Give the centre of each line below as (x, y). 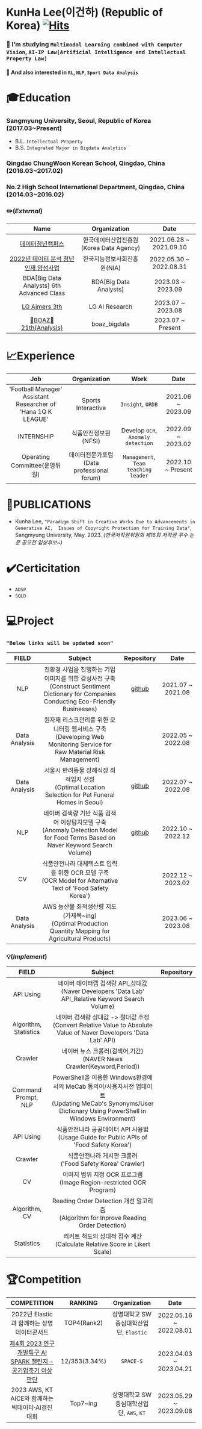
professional (91, 470)
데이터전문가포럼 (91, 455)
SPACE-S (132, 1361)
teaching (139, 470)
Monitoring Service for (80, 744)
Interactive (91, 408)
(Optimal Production (80, 923)
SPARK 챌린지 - (32, 1362)
